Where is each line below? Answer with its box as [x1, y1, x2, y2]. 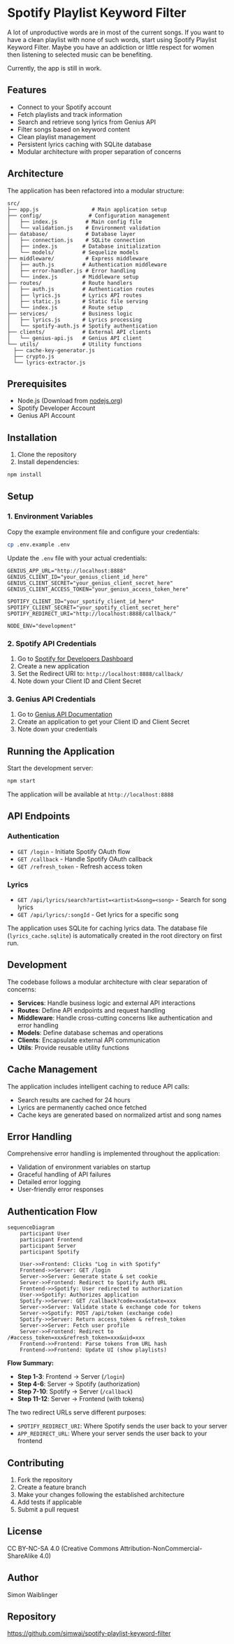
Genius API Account [17, 412, 75, 420]
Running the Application [7, 745, 115, 757]
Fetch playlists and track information [17, 110, 122, 118]
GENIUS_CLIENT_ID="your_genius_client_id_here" [7, 573, 149, 580]
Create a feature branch [17, 1482, 87, 1491]
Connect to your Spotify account [17, 103, 112, 111]
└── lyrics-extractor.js [13, 359, 86, 366]
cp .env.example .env [7, 541, 71, 548]
